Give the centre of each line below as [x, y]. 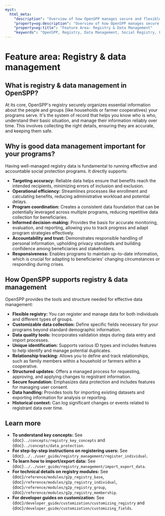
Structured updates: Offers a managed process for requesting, [76, 371]
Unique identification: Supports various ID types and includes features [84, 345]
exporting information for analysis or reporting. [59, 397]
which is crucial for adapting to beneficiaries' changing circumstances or [86, 259]
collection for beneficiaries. [40, 217]
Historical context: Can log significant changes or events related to [81, 402]
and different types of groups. [42, 319]
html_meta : [21, 14]
